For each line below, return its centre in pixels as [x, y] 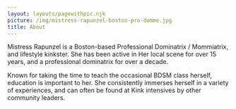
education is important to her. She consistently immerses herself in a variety [118, 83]
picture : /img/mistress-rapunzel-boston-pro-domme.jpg [90, 20]
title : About [26, 27]
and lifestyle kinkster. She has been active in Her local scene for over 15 [112, 54]
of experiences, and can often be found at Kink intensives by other [104, 90]
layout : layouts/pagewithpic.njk [57, 14]
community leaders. [36, 98]
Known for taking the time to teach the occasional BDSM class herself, [110, 75]
